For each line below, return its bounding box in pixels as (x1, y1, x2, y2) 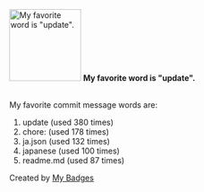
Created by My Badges (9, 172, 94, 183)
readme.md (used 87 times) (21, 155, 125, 165)
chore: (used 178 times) (21, 127, 109, 137)
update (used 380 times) (21, 117, 115, 127)
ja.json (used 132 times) (21, 136, 110, 146)
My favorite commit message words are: (9, 100, 158, 110)
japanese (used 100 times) (21, 145, 121, 156)
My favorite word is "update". (82, 73, 196, 83)
